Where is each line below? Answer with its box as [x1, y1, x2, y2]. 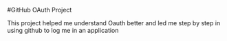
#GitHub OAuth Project [7, 6, 72, 14]
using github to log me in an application [7, 27, 119, 34]
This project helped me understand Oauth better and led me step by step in [7, 19, 221, 27]
